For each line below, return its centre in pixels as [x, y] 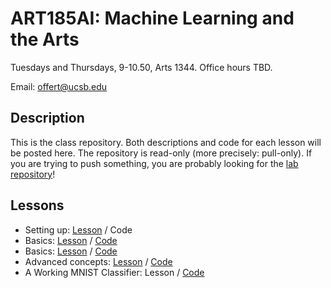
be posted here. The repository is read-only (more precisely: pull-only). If [161, 153]
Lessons [37, 205]
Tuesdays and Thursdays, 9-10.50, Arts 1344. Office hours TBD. [141, 67]
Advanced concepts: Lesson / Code [98, 261]
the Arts [45, 39]
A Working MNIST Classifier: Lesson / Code [114, 272]
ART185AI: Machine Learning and [152, 18]
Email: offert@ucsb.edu [59, 86]
